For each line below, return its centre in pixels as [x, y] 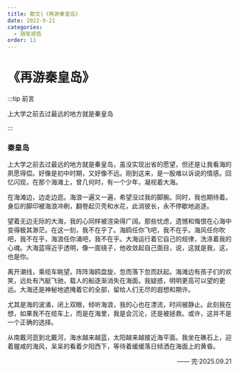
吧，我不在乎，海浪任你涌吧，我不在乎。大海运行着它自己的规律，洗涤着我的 [119, 239]
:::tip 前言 [21, 99]
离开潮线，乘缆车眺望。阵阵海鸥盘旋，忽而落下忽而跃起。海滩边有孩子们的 [116, 272]
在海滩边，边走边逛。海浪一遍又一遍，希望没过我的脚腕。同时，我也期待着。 [119, 197]
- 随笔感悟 [28, 34]
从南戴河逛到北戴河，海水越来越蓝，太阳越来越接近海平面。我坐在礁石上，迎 [119, 337]
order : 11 [22, 40]
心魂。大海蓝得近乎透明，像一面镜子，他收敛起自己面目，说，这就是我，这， [119, 248]
